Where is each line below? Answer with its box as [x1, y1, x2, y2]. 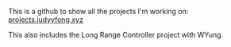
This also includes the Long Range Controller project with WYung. [8, 31, 224, 39]
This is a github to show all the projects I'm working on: [8, 7, 189, 16]
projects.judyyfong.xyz [8, 15, 83, 24]
